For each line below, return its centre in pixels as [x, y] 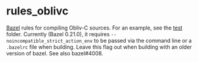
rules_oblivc [37, 11]
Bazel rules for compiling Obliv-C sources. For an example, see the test [94, 28]
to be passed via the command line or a [143, 40]
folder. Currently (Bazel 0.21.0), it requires [58, 34]
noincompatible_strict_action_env [50, 41]
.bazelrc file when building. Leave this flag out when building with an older [99, 47]
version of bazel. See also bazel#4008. [55, 53]
